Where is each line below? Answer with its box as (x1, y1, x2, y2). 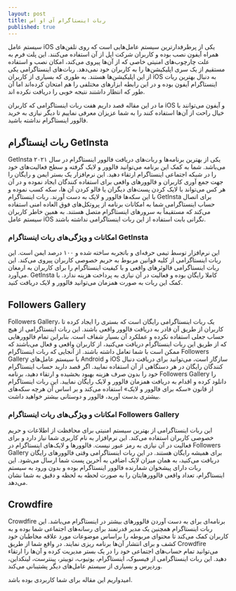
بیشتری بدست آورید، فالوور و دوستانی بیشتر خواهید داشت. (8, 392, 161, 401)
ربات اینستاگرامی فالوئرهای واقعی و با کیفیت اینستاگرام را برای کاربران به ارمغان (8, 263, 220, 272)
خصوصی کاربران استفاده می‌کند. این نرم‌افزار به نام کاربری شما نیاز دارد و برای (8, 433, 214, 442)
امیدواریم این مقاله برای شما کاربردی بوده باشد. (8, 576, 133, 584)
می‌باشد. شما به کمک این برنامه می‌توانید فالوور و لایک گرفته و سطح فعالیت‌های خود (8, 163, 225, 171)
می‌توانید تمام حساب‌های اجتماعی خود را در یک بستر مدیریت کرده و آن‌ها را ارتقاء (8, 547, 218, 556)
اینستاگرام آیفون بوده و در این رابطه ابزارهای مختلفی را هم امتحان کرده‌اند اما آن (8, 80, 218, 89)
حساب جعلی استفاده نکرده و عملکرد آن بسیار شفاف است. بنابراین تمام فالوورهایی (8, 332, 225, 341)
